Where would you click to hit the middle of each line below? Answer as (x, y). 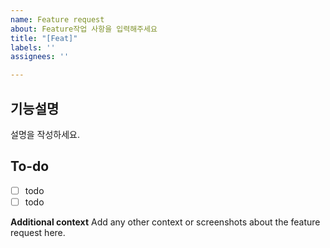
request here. (38, 232)
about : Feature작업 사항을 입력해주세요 (84, 29)
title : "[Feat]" (44, 38)
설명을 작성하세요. (45, 134)
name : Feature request (57, 19)
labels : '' (33, 47)
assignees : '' (40, 57)
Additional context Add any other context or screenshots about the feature (165, 222)
